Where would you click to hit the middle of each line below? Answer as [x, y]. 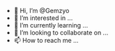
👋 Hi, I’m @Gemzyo [41, 11]
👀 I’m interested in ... [43, 18]
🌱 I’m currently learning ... [51, 25]
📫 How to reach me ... [46, 40]
